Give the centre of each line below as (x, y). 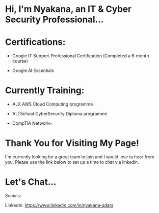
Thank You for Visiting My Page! (72, 143)
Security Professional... (54, 19)
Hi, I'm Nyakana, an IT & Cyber (68, 9)
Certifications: (35, 42)
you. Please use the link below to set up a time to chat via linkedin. (72, 162)
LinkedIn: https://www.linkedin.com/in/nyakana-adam (59, 205)
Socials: (13, 195)
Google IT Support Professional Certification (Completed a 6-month (80, 56)
